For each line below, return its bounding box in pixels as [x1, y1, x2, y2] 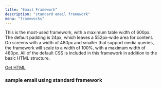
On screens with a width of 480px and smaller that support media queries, [5, 40, 154, 46]
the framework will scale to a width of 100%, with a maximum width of [5, 45, 146, 51]
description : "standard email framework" [5, 12, 90, 17]
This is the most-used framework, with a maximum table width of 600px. [5, 30, 151, 35]
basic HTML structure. [5, 55, 50, 61]
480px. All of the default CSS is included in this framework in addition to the [5, 50, 157, 56]
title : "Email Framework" [5, 7, 57, 12]
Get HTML [5, 65, 26, 70]
